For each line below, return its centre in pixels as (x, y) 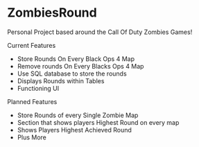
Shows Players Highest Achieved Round (74, 130)
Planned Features (32, 101)
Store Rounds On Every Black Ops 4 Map (76, 59)
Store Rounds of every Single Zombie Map (78, 115)
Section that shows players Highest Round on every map (98, 122)
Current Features (32, 45)
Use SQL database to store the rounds (72, 73)
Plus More (32, 137)
